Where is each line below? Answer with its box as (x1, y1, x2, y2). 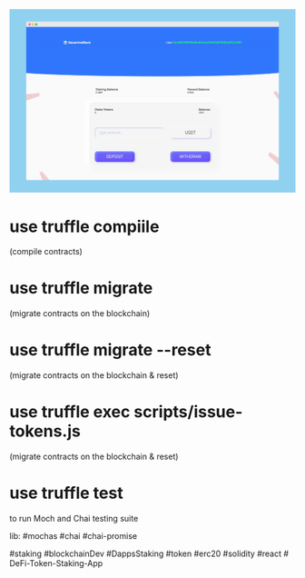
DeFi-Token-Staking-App (9, 558, 103, 569)
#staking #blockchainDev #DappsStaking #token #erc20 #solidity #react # (9, 548, 289, 559)
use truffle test (9, 483, 124, 503)
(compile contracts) (9, 246, 84, 257)
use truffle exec (9, 402, 131, 423)
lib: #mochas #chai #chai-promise (9, 531, 138, 542)
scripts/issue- (133, 402, 243, 423)
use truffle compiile (9, 216, 160, 236)
